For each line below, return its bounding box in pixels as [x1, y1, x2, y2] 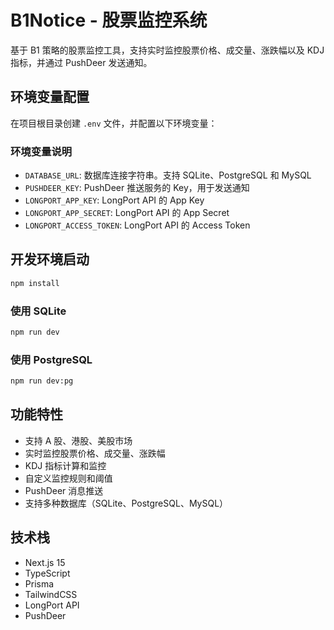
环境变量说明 [10, 144, 73, 158]
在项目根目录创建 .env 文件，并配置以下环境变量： [10, 117, 218, 129]
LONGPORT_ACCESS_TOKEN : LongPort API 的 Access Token [24, 219, 251, 231]
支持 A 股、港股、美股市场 [24, 434, 133, 446]
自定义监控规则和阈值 [24, 472, 113, 484]
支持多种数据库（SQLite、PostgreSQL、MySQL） [24, 497, 229, 509]
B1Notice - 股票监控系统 [10, 9, 208, 32]
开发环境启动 [10, 251, 90, 268]
